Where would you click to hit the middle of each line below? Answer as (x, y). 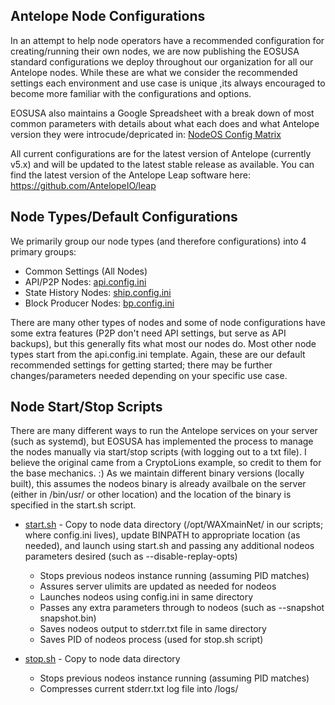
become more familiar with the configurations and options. (131, 93)
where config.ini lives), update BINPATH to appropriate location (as (162, 535)
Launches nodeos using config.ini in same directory (146, 597)
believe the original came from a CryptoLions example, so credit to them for (166, 463)
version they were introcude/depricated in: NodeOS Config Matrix (146, 134)
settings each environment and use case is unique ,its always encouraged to (168, 83)
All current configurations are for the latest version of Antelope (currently (161, 153)
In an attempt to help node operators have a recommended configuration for (167, 40)
